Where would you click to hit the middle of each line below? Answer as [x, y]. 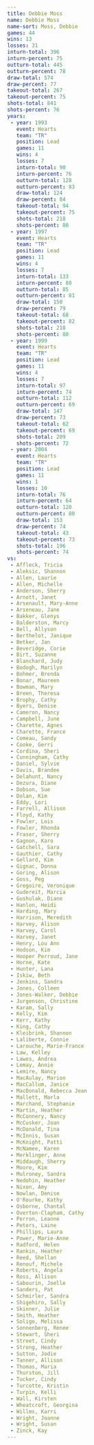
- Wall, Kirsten [33, 1398]
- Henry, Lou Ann [35, 943]
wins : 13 [20, 39]
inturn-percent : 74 [44, 392]
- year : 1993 [29, 122]
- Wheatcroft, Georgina [44, 1405]
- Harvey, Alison [35, 924]
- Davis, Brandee [35, 770]
